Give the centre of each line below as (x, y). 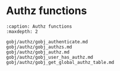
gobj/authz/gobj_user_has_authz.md (50, 57)
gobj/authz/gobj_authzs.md (39, 47)
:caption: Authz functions (39, 26)
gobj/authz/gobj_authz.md (38, 52)
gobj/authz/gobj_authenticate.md (47, 42)
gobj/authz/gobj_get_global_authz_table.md (60, 62)
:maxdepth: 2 (22, 31)
